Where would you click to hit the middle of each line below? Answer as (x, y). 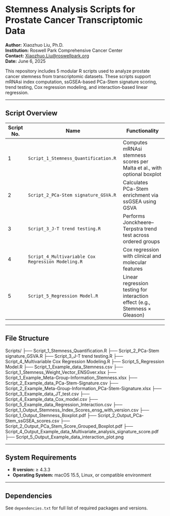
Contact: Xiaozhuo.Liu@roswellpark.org (47, 56)
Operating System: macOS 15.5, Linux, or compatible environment (82, 475)
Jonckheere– (139, 222)
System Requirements (41, 457)
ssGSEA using (140, 201)
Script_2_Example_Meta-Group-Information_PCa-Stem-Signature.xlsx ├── (83, 388)
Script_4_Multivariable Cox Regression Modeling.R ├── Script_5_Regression (85, 361)
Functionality (142, 130)
